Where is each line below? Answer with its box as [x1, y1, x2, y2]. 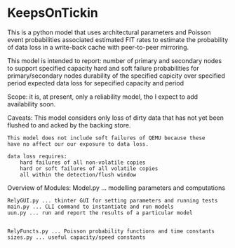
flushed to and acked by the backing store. [7, 120, 131, 129]
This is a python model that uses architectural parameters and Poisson [7, 28, 212, 36]
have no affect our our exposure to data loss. [7, 140, 149, 148]
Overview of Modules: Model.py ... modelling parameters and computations [7, 184, 226, 192]
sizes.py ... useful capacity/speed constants [7, 233, 146, 241]
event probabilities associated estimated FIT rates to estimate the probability [7, 35, 229, 43]
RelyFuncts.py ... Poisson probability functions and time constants [7, 228, 215, 235]
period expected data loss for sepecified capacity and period [7, 78, 184, 87]
